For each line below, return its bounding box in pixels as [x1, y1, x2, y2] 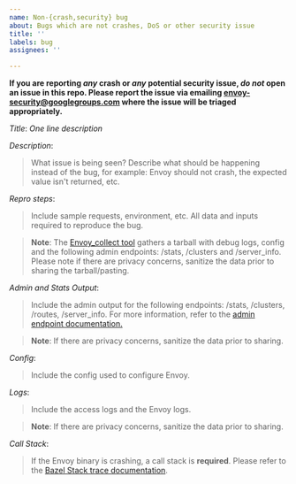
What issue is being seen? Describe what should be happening [30, 157, 261, 168]
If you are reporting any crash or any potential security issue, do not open [9, 78, 285, 88]
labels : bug [9, 37, 53, 47]
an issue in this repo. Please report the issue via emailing [9, 88, 223, 98]
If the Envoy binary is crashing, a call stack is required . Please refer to [30, 456, 287, 466]
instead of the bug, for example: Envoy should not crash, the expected [30, 167, 287, 178]
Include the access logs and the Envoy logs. [30, 404, 192, 415]
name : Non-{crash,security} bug [9, 12, 128, 22]
